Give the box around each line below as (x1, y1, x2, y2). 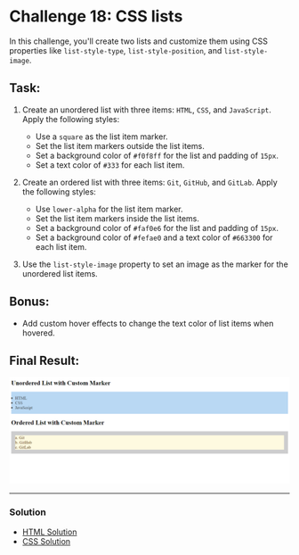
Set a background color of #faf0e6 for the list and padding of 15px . (35, 222, 279, 233)
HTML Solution (21, 526, 77, 537)
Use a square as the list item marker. (35, 131, 168, 142)
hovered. (21, 327, 55, 338)
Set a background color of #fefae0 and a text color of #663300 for (35, 232, 273, 243)
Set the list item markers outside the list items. (35, 140, 205, 151)
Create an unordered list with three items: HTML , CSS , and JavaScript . (21, 104, 271, 115)
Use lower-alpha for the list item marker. (35, 203, 183, 214)
